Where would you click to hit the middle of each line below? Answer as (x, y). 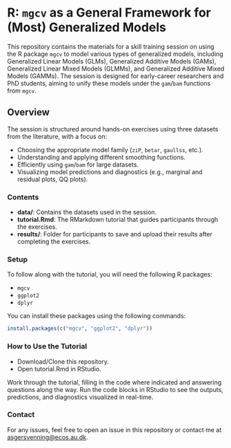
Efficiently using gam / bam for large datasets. (78, 165)
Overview (29, 112)
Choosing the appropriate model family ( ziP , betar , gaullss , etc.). (110, 149)
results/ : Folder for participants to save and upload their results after (114, 234)
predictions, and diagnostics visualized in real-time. (80, 397)
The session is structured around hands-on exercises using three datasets (113, 129)
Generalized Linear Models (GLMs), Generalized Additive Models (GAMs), (112, 61)
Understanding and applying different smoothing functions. (101, 157)
